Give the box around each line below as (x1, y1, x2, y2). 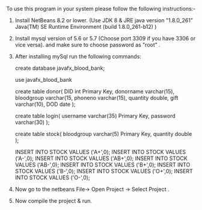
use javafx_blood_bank (14, 76, 72, 83)
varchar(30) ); (14, 119, 50, 126)
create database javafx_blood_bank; (14, 64, 105, 72)
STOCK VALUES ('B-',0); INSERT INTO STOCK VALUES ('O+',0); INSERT (14, 168, 194, 174)
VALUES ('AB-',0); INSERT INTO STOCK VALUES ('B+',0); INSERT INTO (14, 161, 191, 168)
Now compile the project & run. (14, 197, 92, 204)
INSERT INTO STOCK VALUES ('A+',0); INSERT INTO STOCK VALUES (14, 149, 186, 155)
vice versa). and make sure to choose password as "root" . (14, 42, 161, 48)
